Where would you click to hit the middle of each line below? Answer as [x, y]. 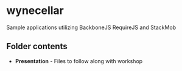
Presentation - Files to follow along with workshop [79, 61]
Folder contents [37, 46]
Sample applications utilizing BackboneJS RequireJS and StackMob [91, 27]
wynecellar [35, 11]
